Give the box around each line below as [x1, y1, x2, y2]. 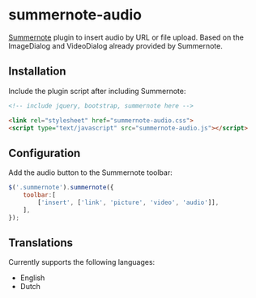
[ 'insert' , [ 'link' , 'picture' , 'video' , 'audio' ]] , [37, 198, 220, 206]
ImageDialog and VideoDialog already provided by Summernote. [8, 40, 223, 50]
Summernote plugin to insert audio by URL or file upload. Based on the [8, 32, 245, 42]
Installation [8, 65, 66, 79]
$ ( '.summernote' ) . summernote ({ [8, 184, 114, 192]
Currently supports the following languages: [8, 258, 156, 267]
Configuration [8, 146, 81, 160]
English [19, 273, 45, 283]
